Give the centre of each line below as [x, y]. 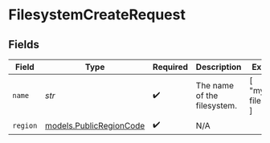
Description [219, 67]
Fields [24, 45]
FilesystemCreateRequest [97, 15]
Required [170, 67]
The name [215, 86]
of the [207, 96]
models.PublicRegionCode [95, 125]
